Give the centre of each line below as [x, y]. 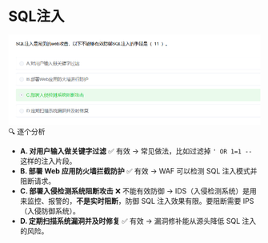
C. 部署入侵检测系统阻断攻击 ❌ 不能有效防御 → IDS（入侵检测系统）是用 [138, 191]
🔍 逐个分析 [27, 131]
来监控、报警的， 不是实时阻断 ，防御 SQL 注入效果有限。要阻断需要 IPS [137, 201]
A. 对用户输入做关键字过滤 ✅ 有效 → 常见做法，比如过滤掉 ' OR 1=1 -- [136, 151]
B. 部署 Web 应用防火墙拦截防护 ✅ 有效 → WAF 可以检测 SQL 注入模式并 [138, 171]
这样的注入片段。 [48, 161]
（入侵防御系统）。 [50, 211]
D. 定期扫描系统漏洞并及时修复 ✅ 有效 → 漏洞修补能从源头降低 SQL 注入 [138, 221]
